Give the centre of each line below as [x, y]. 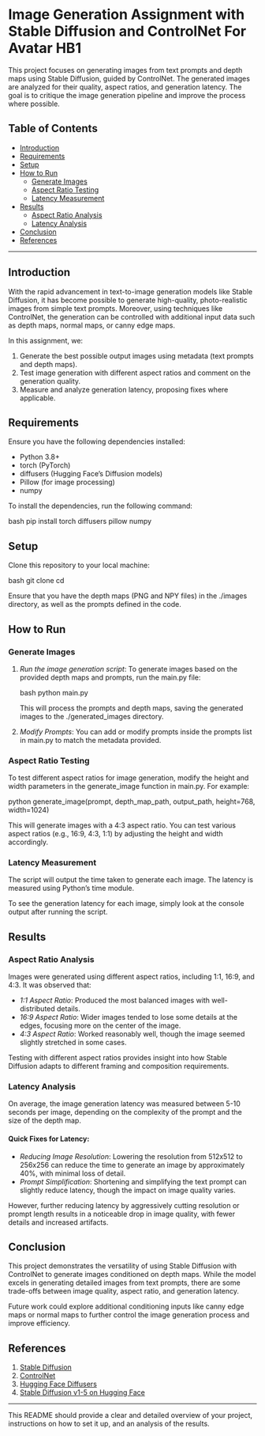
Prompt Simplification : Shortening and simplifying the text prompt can [133, 1181]
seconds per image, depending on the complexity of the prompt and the [125, 1112]
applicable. [37, 398]
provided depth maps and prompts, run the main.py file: [110, 677]
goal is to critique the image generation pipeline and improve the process [127, 95]
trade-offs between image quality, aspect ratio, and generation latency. [123, 1291]
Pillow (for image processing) [67, 482]
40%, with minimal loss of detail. [73, 1173]
